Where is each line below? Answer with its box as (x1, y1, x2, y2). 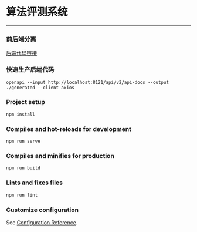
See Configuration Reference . (6, 219, 78, 226)
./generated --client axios (6, 85, 75, 90)
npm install (6, 111, 35, 117)
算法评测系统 (6, 5, 69, 19)
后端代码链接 (6, 49, 37, 56)
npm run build (6, 165, 41, 171)
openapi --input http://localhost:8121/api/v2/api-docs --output (6, 79, 169, 85)
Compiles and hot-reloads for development (6, 125, 132, 133)
